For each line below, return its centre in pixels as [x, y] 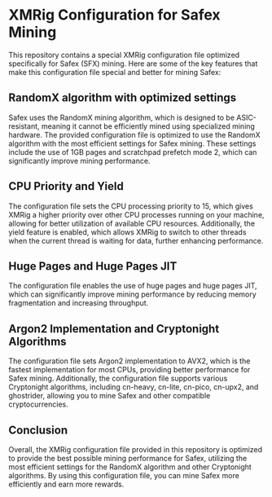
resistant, [24, 126]
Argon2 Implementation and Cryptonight [114, 329]
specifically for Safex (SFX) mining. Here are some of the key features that [133, 64]
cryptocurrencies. [38, 404]
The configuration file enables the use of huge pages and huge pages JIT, [133, 286]
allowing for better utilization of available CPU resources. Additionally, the [132, 223]
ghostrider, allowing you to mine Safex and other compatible [110, 396]
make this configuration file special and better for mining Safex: [115, 72]
